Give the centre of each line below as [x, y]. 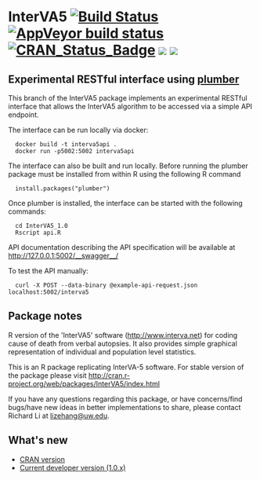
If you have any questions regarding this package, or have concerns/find [125, 399]
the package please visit [47, 375]
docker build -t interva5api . [66, 145]
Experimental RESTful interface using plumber [124, 79]
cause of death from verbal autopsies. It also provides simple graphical [123, 343]
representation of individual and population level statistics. [102, 352]
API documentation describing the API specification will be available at [122, 247]
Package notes [45, 316]
